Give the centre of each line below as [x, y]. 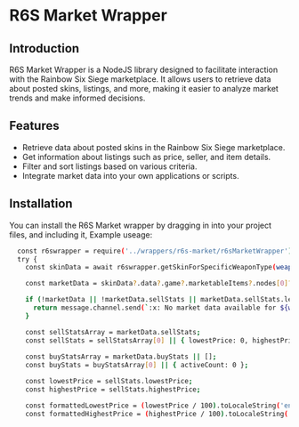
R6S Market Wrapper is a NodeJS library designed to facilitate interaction [144, 69]
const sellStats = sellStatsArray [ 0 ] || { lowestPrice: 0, [137, 340]
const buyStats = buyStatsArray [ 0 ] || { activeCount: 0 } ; [137, 366]
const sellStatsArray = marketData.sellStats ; [113, 332]
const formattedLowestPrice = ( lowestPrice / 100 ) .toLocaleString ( [153, 406]
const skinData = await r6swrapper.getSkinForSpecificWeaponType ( [151, 268]
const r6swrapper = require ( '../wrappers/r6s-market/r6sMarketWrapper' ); [157, 251]
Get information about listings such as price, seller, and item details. [146, 157]
